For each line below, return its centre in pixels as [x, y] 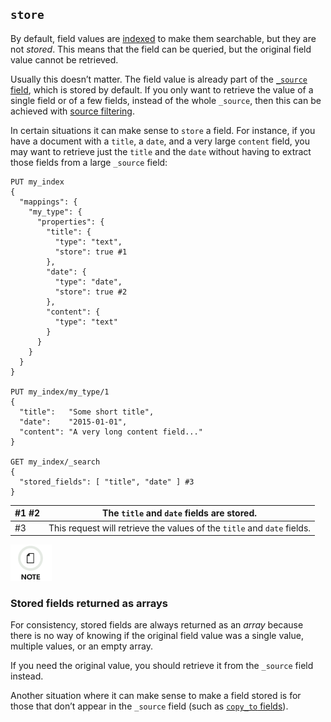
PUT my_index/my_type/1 [60, 392]
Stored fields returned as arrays [89, 603]
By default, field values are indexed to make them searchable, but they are [163, 38]
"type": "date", [88, 282]
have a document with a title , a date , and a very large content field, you [160, 141]
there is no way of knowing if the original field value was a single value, [157, 636]
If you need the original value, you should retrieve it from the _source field [162, 666]
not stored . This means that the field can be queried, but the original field [161, 49]
